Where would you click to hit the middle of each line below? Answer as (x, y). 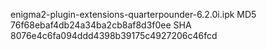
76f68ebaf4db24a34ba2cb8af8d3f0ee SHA (101, 25)
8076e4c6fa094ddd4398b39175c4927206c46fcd (114, 35)
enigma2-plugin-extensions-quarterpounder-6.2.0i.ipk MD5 (133, 14)
